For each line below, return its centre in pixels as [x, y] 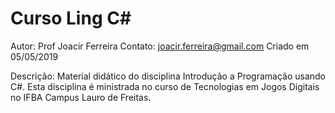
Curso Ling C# [71, 18]
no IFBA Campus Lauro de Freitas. [81, 97]
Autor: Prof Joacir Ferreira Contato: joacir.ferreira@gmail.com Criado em [160, 46]
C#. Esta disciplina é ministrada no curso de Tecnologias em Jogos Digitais [165, 86]
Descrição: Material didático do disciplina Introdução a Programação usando [168, 76]
